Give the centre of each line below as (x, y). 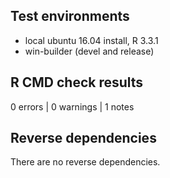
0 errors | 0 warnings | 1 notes (72, 106)
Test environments (70, 16)
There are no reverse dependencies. (85, 162)
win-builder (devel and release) (89, 51)
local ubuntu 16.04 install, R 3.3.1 (91, 40)
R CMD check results (77, 82)
